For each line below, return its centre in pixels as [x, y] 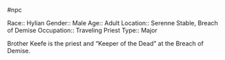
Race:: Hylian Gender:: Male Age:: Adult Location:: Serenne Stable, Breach [113, 23]
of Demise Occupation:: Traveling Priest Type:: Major [82, 30]
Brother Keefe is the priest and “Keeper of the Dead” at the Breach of [105, 43]
